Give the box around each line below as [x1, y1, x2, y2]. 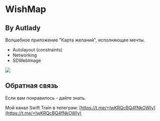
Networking [12, 52, 37, 58]
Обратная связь [5, 82, 58, 90]
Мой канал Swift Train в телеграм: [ [5, 104, 82, 110]
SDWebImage [12, 57, 41, 64]
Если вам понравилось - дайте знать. [5, 95, 87, 101]
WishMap [5, 4, 46, 15]
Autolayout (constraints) [12, 47, 63, 52]
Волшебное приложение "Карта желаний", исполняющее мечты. [5, 37, 145, 43]
